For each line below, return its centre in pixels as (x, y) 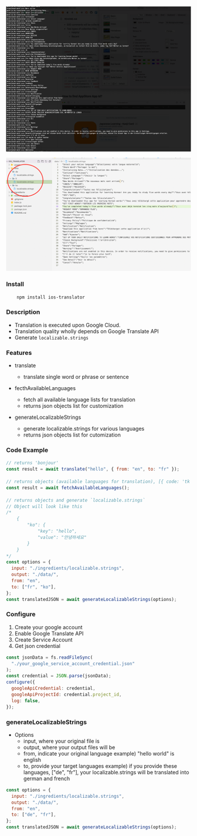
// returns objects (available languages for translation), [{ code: (93, 482)
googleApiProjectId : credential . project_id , (67, 695)
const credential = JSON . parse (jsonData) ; (59, 676)
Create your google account (49, 627)
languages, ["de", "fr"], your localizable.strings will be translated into (106, 772)
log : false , (26, 701)
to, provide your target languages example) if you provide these (100, 766)
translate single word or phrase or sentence (76, 377)
